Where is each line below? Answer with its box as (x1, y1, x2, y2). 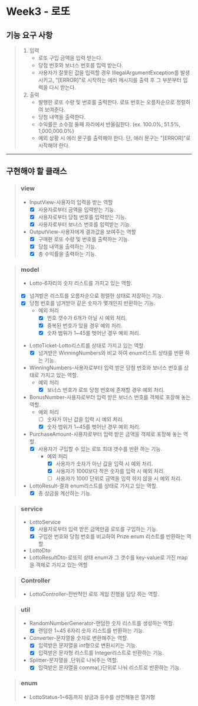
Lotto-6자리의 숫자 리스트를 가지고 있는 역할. (29, 279, 133, 287)
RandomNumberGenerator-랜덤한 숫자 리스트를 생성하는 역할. (29, 620, 175, 627)
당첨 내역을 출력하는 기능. (38, 243, 97, 250)
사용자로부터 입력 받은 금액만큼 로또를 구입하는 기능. (38, 525, 158, 532)
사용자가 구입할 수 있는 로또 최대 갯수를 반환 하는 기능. (38, 445, 163, 452)
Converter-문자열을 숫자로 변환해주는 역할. (29, 635, 128, 642)
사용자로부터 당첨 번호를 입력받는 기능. (38, 213, 127, 220)
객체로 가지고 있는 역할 (35, 561, 88, 568)
